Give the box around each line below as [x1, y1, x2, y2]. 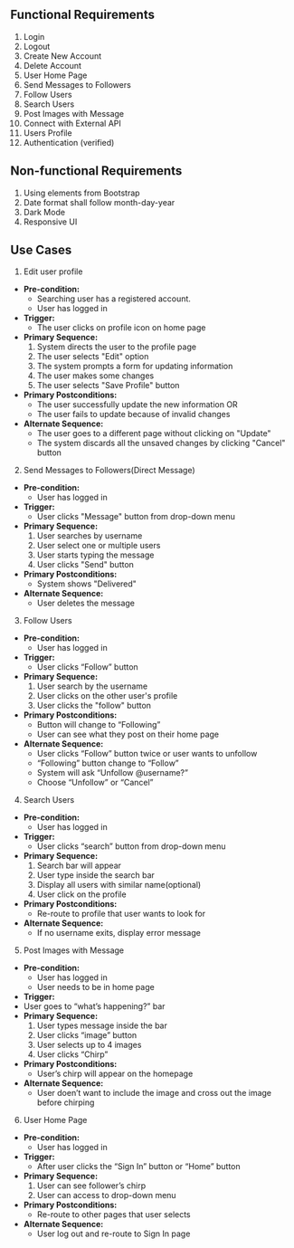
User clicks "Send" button [36, 559, 135, 570]
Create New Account [23, 50, 102, 62]
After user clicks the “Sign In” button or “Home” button [36, 1161, 241, 1172]
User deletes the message [36, 597, 135, 609]
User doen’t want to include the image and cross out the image [36, 1088, 272, 1099]
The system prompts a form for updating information [36, 361, 233, 372]
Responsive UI [23, 216, 78, 227]
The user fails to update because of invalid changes [36, 409, 231, 420]
